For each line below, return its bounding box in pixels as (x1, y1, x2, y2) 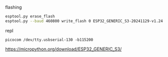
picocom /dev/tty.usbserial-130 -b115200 (5, 37, 94, 42)
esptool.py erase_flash (5, 14, 55, 19)
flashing (5, 4, 22, 10)
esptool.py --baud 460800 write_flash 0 (5, 18, 92, 23)
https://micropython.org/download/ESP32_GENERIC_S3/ (5, 46, 122, 52)
